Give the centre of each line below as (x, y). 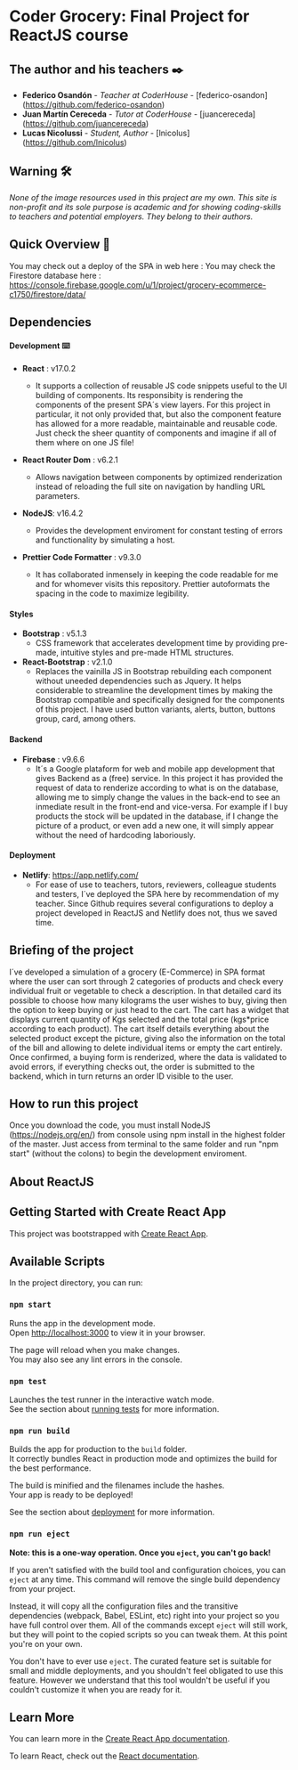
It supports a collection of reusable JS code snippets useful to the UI (161, 386)
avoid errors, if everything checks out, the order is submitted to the (132, 1066)
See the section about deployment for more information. (112, 1513)
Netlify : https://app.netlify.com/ (81, 875)
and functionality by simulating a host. (105, 540)
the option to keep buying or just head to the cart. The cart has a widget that (149, 1009)
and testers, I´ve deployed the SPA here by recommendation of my (157, 893)
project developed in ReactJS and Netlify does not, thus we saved (156, 913)
